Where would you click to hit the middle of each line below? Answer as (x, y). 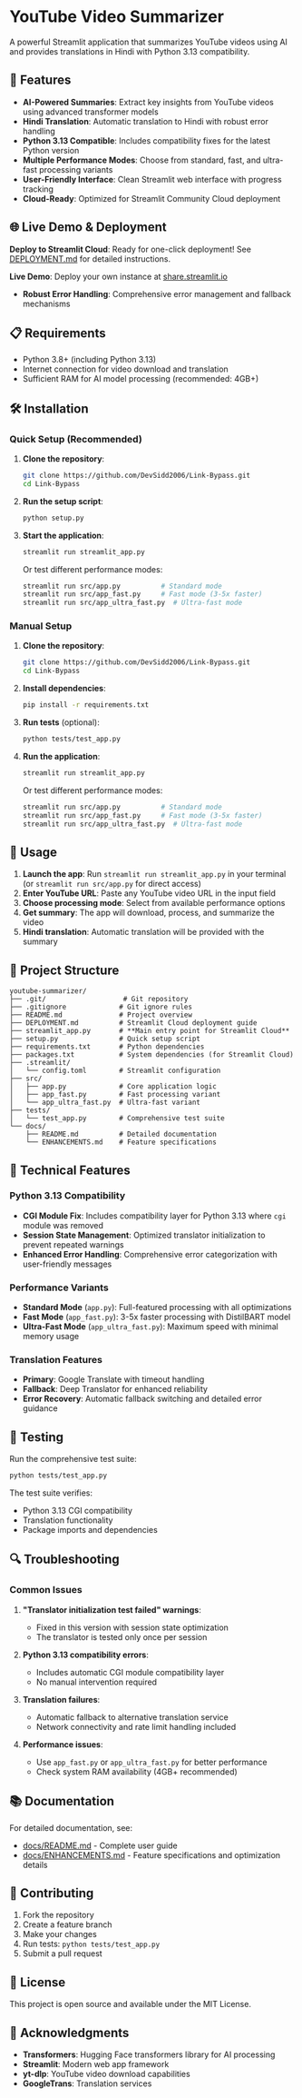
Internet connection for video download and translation (125, 369)
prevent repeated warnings (73, 1244)
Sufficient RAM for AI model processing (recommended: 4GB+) (141, 379)
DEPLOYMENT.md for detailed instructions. (90, 259)
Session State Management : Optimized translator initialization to (144, 1235)
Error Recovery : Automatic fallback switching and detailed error (142, 1399)
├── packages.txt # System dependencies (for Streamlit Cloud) (152, 1055)
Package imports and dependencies (90, 1530)
